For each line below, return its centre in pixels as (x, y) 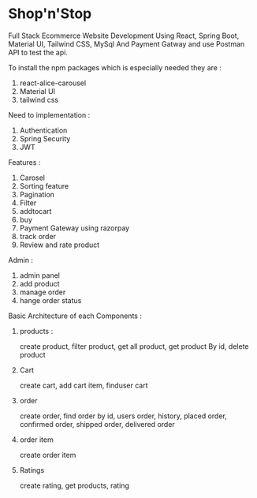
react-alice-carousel (53, 83)
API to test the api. (38, 52)
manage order (43, 292)
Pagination (37, 194)
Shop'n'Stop (50, 14)
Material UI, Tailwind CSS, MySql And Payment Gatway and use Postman (127, 43)
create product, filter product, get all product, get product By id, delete (134, 346)
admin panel (40, 275)
